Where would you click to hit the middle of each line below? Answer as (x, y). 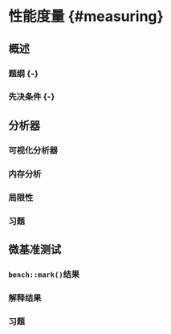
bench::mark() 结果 (44, 274)
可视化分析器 (33, 150)
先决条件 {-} (32, 97)
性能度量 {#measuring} (86, 16)
